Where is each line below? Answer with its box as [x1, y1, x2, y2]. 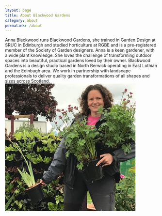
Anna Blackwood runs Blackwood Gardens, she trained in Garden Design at [5, 37, 156, 43]
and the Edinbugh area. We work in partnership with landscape [5, 68, 131, 74]
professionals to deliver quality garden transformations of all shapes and [5, 73, 150, 79]
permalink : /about [5, 23, 42, 28]
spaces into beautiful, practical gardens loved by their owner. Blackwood [5, 58, 151, 63]
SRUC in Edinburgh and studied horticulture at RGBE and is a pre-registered [5, 42, 157, 48]
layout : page [5, 8, 32, 13]
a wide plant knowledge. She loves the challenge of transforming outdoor [5, 52, 152, 58]
